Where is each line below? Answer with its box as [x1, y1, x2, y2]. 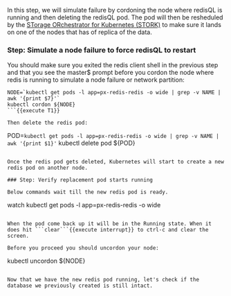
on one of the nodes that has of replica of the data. [7, 28, 152, 36]
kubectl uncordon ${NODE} [7, 256, 86, 265]
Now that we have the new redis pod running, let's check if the [7, 277, 199, 284]
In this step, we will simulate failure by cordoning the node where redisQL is [7, 6, 223, 14]
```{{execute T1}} [7, 107, 60, 114]
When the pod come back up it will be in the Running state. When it [7, 220, 212, 227]
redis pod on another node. [7, 164, 89, 172]
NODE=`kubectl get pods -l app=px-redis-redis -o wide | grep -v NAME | [7, 89, 221, 96]
